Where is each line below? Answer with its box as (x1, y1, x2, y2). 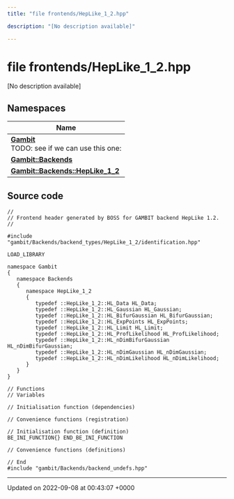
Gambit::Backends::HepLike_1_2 (10, 166, 120, 176)
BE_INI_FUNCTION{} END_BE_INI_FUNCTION (7, 434, 123, 442)
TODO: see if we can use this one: (10, 144, 122, 154)
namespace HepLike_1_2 (25, 288, 92, 295)
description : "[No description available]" (7, 22, 136, 30)
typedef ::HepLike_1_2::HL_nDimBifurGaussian (35, 336, 170, 344)
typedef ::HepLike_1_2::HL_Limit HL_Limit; (35, 325, 164, 332)
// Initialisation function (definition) (7, 429, 130, 435)
